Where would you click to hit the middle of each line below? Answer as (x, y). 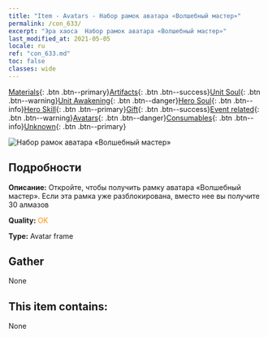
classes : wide (32, 69)
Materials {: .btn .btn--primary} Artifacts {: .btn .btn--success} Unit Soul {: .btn (135, 92)
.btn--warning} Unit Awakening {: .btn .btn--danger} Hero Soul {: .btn (120, 100)
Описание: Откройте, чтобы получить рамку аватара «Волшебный (125, 187)
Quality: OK (28, 220)
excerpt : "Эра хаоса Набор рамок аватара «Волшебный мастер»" (118, 31)
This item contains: (58, 307)
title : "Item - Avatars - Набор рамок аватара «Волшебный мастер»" (125, 16)
